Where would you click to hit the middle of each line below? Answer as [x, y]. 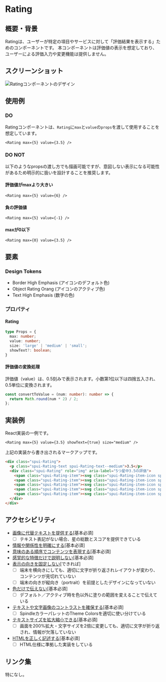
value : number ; [25, 341]
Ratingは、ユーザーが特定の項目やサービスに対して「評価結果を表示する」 [81, 41]
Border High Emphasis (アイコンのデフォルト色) [61, 283]
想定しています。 [22, 133]
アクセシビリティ [31, 520]
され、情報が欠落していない [48, 632]
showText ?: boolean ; [31, 350]
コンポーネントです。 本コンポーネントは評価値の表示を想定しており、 [85, 48]
